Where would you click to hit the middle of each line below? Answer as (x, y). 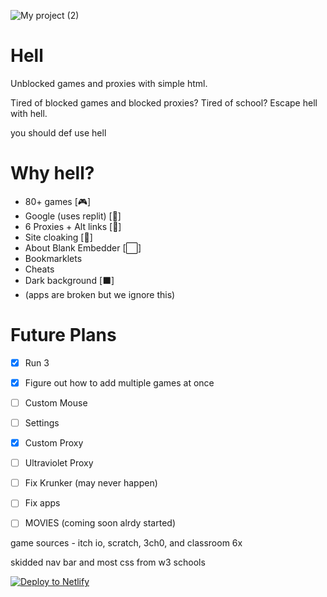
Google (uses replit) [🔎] (73, 216)
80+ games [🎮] (58, 201)
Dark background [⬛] (69, 280)
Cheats (39, 269)
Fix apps (42, 503)
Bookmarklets (53, 258)
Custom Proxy (54, 443)
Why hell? (52, 173)
